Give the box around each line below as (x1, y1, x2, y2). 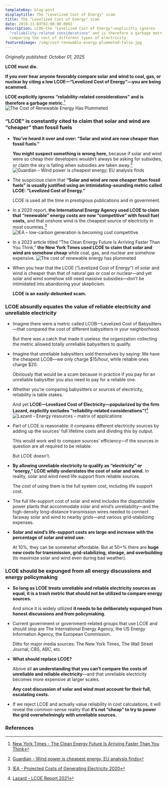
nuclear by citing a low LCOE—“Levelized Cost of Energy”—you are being (5, 78, 161, 84)
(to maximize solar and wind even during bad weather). (12, 554, 126, 560)
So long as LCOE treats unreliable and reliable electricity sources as (12, 585, 156, 591)
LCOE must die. (5, 63, 38, 69)
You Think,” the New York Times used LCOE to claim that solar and (12, 245, 152, 251)
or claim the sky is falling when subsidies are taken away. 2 (12, 161, 133, 168)
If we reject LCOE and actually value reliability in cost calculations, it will (12, 701, 161, 707)
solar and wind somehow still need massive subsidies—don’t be (12, 276, 144, 282)
